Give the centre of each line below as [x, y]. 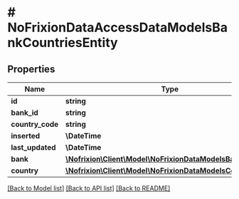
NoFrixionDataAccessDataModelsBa [118, 27]
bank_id [25, 113]
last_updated [33, 147]
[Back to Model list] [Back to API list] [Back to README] [89, 188]
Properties [31, 69]
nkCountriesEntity [63, 43]
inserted [26, 136]
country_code [35, 124]
